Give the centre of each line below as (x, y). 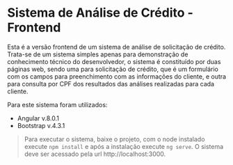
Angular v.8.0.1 (38, 118)
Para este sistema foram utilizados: (57, 104)
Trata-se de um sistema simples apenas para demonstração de (98, 54)
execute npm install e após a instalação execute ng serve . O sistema (124, 146)
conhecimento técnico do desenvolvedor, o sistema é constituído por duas (114, 61)
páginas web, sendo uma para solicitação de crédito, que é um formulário (113, 69)
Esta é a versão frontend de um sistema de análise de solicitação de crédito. (116, 47)
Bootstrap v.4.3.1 (41, 125)
